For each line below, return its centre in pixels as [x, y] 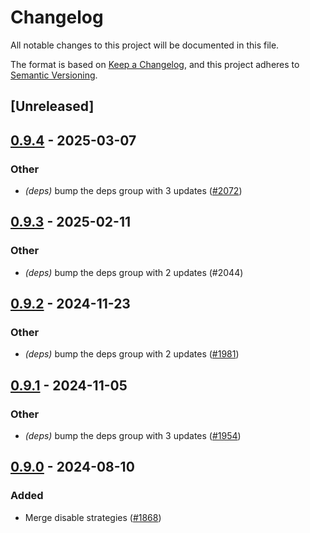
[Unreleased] [52, 106]
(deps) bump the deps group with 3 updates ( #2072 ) [133, 191]
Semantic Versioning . [54, 75]
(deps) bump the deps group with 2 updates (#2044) [134, 272]
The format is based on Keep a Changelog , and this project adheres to [155, 64]
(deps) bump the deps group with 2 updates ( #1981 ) [132, 354]
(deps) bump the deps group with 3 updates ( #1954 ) [133, 436]
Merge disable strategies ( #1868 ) [93, 517]
